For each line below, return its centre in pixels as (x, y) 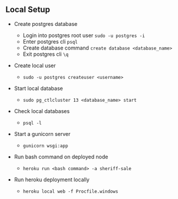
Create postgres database (46, 24)
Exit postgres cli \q (46, 54)
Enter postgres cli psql (50, 41)
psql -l (32, 123)
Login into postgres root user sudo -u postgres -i (84, 35)
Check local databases (42, 111)
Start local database (38, 88)
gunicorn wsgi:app (45, 146)
